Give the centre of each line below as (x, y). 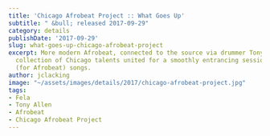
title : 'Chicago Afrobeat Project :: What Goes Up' (96, 16)
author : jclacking (39, 75)
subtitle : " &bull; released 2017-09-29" (79, 23)
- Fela (19, 98)
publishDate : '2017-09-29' (53, 38)
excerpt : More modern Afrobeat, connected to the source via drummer (127, 53)
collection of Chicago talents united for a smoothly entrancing (127, 61)
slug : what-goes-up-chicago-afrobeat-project (86, 46)
